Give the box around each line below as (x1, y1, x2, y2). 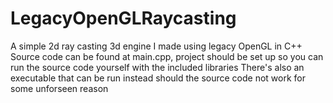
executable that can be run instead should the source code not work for (10, 72, 307, 84)
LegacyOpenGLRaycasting (10, 7, 237, 30)
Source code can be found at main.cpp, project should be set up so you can (10, 50, 324, 62)
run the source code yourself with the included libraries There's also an (10, 61, 305, 73)
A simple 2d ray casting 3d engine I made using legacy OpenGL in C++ (10, 40, 303, 52)
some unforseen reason (10, 82, 109, 94)
